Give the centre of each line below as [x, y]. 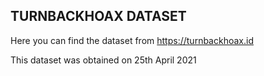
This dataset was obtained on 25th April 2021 [103, 60]
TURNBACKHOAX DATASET [98, 16]
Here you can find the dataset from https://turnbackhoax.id [132, 40]
